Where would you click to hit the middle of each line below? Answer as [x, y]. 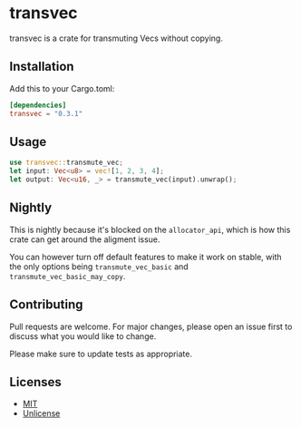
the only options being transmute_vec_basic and [99, 267]
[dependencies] [38, 105]
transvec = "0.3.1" [46, 113]
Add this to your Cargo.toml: [62, 88]
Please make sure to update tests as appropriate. [101, 354]
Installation [42, 67]
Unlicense [41, 413]
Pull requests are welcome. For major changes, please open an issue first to [151, 326]
